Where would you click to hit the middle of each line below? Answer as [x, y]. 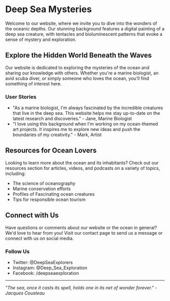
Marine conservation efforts [41, 189]
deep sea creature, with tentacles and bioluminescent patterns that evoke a [84, 34]
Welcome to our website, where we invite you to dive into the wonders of [81, 23]
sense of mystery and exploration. [41, 39]
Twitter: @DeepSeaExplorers [43, 262]
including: [16, 174]
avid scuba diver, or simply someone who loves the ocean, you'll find [77, 78]
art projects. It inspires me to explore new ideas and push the [76, 130]
